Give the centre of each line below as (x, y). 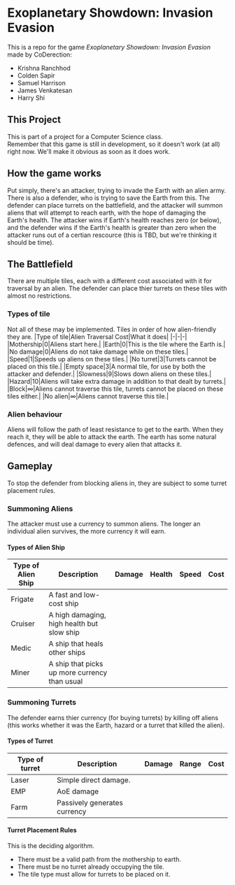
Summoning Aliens (40, 508)
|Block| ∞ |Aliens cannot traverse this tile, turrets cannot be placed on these (115, 389)
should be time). (31, 242)
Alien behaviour (35, 414)
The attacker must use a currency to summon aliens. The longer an (104, 524)
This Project (34, 120)
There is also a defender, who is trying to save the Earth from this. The (108, 198)
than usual (66, 682)
